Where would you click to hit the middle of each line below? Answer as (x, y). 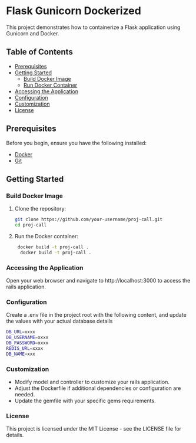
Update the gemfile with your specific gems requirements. (85, 401)
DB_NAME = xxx (21, 354)
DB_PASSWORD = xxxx (27, 343)
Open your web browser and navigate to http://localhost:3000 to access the (98, 281)
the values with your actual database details (59, 321)
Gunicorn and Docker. (33, 33)
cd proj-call (31, 225)
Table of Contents (40, 52)
